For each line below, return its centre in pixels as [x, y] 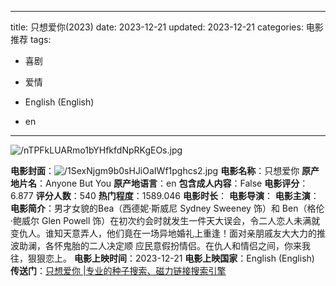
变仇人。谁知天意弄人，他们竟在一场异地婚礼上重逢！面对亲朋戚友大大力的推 [168, 233]
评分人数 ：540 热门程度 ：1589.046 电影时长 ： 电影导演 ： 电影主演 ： [177, 195]
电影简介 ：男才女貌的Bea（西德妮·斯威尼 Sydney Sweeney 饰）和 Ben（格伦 [167, 208]
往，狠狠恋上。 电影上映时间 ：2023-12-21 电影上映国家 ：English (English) [162, 258]
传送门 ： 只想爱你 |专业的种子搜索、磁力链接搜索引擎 [118, 270]
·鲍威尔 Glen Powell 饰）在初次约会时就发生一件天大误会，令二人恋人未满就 [165, 220]
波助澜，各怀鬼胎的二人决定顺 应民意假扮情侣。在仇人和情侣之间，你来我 [160, 245]
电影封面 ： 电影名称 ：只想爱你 [155, 170]
